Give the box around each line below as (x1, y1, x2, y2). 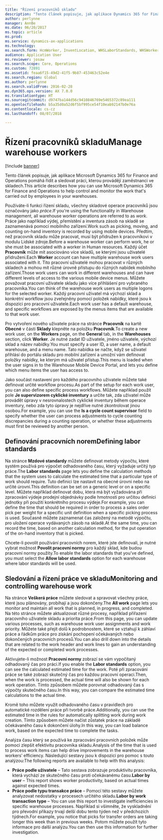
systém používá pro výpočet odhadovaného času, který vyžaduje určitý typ (5, 463, 156, 469)
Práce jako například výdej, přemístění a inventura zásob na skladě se (5, 218, 145, 224)
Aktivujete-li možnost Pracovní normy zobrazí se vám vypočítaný (5, 656, 136, 662)
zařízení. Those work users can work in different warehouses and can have (5, 270, 154, 276)
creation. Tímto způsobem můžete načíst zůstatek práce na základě (5, 717, 141, 723)
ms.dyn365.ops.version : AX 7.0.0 (5, 89, 73, 93)
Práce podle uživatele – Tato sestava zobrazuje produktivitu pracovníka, (12, 767, 158, 773)
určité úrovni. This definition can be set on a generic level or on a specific (5, 484, 151, 489)
